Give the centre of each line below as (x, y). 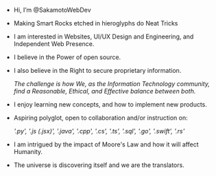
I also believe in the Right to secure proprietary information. (97, 70)
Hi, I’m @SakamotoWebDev (52, 10)
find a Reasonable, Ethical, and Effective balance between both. (105, 91)
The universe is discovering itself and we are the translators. (99, 165)
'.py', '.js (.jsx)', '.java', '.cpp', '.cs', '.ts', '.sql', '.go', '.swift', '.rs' (99, 131)
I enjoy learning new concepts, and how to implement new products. (110, 104)
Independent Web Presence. (54, 44)
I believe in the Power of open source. (67, 57)
